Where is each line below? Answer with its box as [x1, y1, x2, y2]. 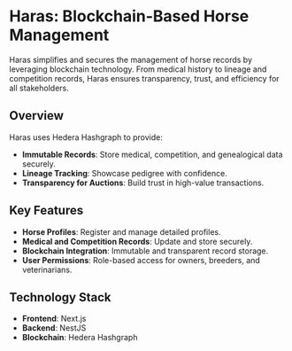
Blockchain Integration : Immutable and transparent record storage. [21, 246, 269, 256]
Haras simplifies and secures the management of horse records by [9, 54, 253, 65]
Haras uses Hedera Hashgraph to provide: [9, 131, 164, 143]
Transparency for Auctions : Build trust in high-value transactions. [21, 177, 265, 188]
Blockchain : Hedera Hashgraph [21, 332, 138, 343]
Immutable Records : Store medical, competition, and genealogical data [21, 149, 283, 160]
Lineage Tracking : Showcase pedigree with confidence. [21, 168, 227, 178]
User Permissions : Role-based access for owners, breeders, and [21, 254, 261, 265]
